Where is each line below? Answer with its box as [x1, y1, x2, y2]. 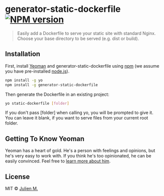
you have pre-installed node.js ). [5, 68, 70, 74]
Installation [5, 50, 40, 58]
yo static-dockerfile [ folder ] [5, 101, 69, 106]
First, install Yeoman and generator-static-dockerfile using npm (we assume [5, 63, 160, 69]
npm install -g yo [5, 78, 43, 82]
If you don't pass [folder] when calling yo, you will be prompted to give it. [5, 110, 154, 116]
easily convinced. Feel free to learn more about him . [5, 158, 111, 164]
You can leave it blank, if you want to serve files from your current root [5, 115, 149, 121]
